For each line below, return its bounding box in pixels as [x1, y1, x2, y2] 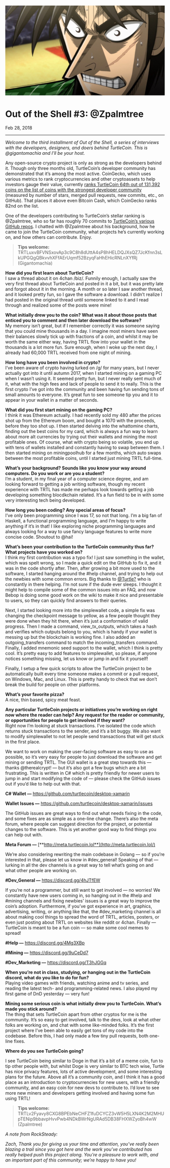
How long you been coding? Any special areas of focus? [5, 507, 125, 513]
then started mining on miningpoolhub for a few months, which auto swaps [5, 450, 161, 456]
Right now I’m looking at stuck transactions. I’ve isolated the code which [5, 723, 156, 729]
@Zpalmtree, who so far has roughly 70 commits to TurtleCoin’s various [5, 218, 155, 224]
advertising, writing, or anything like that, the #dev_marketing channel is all [5, 909, 161, 915]
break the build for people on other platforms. [5, 681, 100, 688]
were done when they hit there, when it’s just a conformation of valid [5, 618, 148, 624]
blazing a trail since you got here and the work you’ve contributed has [5, 1146, 152, 1152]
